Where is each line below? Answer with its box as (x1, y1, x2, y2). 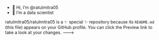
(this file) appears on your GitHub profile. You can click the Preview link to (5, 25, 153, 30)
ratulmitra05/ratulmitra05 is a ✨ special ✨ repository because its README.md (5, 19, 155, 25)
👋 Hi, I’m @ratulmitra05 (12, 5, 59, 10)
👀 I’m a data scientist (12, 10, 54, 15)
